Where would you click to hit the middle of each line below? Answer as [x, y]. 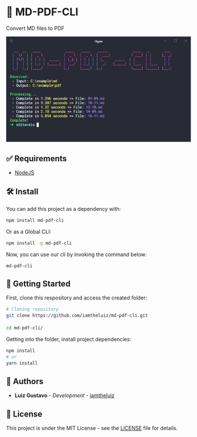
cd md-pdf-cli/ [25, 328]
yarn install [22, 363]
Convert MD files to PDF [35, 28]
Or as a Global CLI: [29, 231]
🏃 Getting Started [38, 284]
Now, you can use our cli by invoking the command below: [77, 254]
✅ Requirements [37, 158]
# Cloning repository [33, 310]
